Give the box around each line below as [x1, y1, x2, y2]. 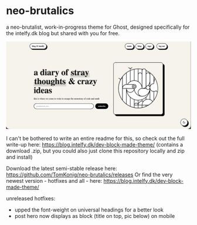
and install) [6, 154, 33, 161]
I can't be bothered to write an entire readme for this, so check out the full [6, 135, 185, 142]
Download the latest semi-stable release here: [6, 165, 117, 172]
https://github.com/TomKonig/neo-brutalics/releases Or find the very [6, 171, 173, 178]
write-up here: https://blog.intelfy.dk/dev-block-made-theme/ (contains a [6, 141, 184, 148]
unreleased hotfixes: [6, 195, 56, 202]
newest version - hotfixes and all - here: [6, 177, 103, 184]
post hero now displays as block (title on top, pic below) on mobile [14, 212, 175, 219]
